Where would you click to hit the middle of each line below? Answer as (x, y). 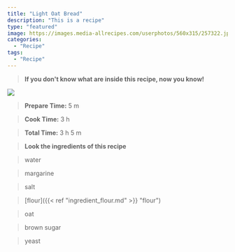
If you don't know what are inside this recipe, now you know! (114, 79)
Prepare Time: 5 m (52, 105)
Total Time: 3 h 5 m (53, 133)
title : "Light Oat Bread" (45, 14)
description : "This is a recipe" (56, 20)
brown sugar (43, 227)
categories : (24, 40)
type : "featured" (33, 27)
